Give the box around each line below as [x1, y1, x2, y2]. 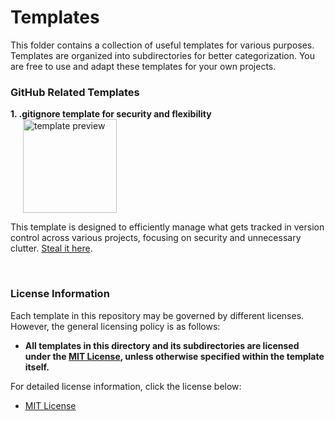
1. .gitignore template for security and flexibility [10, 108, 212, 120]
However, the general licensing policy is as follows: [10, 320, 221, 332]
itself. [24, 361, 50, 373]
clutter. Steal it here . [10, 242, 93, 255]
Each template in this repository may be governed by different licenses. [10, 309, 305, 321]
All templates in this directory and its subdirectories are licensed [24, 339, 300, 351]
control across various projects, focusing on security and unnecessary [10, 232, 302, 244]
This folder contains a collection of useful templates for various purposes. [10, 39, 315, 51]
